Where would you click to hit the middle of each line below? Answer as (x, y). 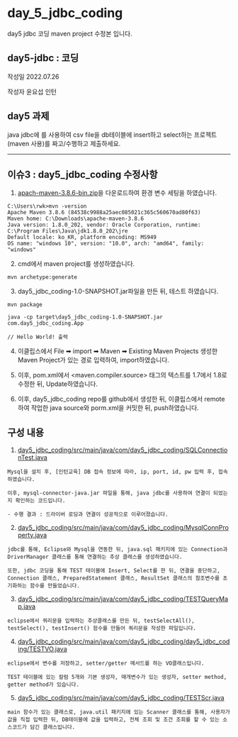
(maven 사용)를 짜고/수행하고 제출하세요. (64, 143)
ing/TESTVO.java (42, 649)
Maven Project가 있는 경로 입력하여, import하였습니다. (93, 360)
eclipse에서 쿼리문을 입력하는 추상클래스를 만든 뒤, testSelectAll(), (101, 621)
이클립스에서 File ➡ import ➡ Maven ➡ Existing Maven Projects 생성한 (118, 351)
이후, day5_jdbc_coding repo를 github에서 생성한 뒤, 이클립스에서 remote (121, 399)
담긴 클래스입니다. (52, 727)
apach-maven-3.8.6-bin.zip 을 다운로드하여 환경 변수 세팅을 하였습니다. (117, 193)
